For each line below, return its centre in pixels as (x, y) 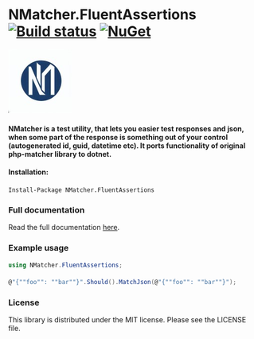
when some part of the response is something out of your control (118, 137)
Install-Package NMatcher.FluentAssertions (82, 190)
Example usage (39, 247)
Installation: (29, 172)
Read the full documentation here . (64, 228)
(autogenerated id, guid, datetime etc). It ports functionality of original (127, 146)
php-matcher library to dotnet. (60, 154)
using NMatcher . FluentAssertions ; (66, 265)
